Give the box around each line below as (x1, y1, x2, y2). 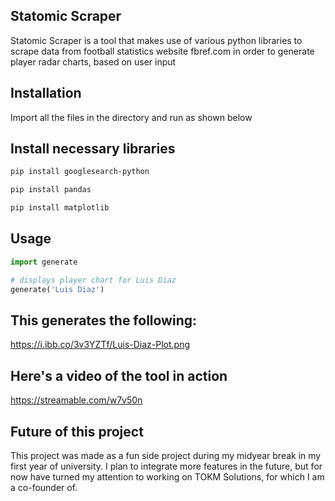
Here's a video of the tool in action (10, 367, 228, 384)
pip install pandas (10, 185, 92, 195)
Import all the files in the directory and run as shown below (10, 111, 253, 123)
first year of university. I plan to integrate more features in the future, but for (10, 460, 323, 472)
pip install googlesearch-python (10, 167, 150, 177)
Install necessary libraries (10, 140, 176, 158)
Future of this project (10, 423, 144, 440)
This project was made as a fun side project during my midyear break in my (10, 449, 322, 461)
